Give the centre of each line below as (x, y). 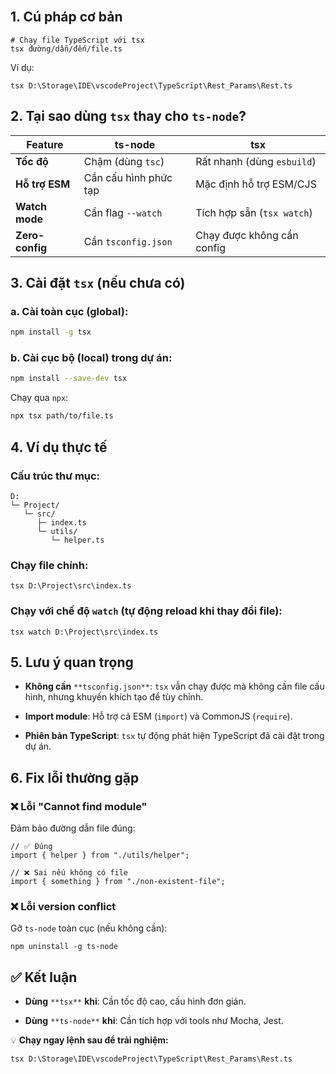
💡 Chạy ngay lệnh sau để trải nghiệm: (89, 1040)
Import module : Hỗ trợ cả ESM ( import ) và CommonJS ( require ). (158, 716)
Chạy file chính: (49, 565)
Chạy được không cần (247, 235)
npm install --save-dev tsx (69, 379)
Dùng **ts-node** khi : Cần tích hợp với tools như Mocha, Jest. (154, 1021)
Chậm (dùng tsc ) (124, 161)
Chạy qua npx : (39, 398)
